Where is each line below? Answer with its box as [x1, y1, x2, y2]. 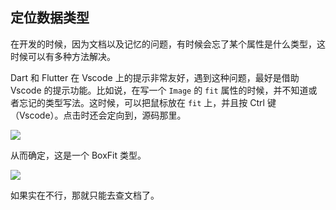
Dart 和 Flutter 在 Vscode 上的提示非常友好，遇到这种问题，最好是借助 [10, 71, 300, 83]
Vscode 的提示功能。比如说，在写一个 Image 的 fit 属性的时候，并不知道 [10, 84, 309, 96]
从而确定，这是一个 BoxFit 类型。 [10, 149, 147, 161]
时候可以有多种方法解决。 [10, 50, 116, 62]
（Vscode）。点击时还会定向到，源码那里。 [10, 109, 187, 121]
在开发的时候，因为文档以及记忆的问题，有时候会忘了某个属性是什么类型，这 [10, 38, 326, 50]
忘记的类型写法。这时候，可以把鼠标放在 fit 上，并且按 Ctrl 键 [18, 96, 277, 108]
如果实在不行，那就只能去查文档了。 [10, 189, 160, 201]
